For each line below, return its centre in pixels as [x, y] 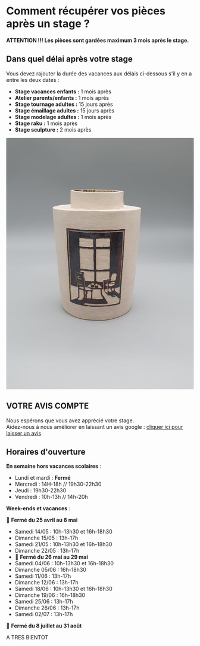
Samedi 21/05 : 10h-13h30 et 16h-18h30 [63, 544]
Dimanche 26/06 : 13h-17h [47, 608]
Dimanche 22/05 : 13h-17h [47, 551]
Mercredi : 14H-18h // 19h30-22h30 [58, 484]
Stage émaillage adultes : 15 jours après [65, 110]
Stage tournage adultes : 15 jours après [64, 104]
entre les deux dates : [33, 80]
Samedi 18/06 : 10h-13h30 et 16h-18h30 [63, 589]
